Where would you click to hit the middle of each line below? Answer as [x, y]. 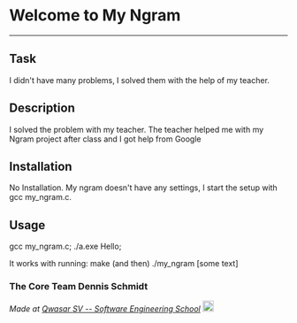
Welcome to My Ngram [95, 15]
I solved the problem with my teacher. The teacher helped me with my [137, 129]
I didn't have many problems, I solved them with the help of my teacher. [139, 80]
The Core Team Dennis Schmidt [79, 287]
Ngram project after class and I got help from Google [105, 139]
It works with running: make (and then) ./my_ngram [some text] [124, 264]
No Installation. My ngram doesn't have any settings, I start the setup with [144, 188]
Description [42, 108]
